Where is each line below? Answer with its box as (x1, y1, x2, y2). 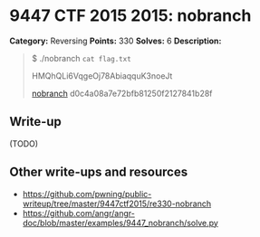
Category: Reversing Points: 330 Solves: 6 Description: (9, 35, 222, 46)
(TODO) (9, 137, 39, 149)
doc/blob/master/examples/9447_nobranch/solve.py (22, 217, 219, 228)
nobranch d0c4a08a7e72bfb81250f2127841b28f (31, 88, 213, 99)
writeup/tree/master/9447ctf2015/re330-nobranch (22, 198, 212, 209)
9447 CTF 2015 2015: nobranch (9, 5, 252, 26)
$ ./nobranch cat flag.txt (31, 52, 131, 63)
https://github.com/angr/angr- (22, 207, 136, 218)
